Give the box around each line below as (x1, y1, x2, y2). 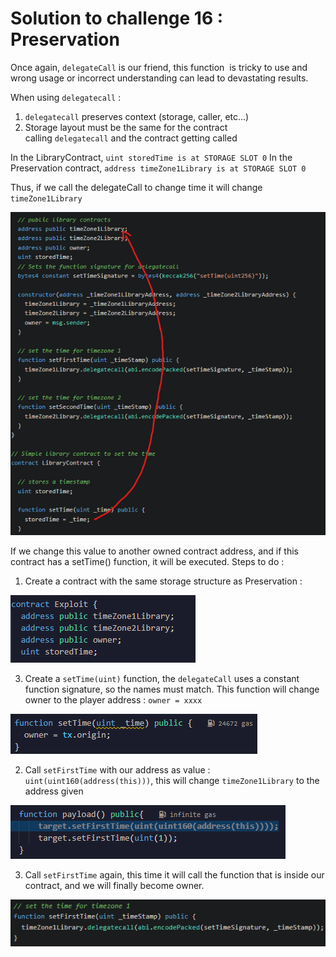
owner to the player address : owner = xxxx (24, 693, 203, 706)
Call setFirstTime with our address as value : (24, 763, 211, 776)
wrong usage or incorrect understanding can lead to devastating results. (10, 72, 309, 84)
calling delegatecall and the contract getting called (24, 132, 238, 144)
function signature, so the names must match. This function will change (24, 683, 320, 695)
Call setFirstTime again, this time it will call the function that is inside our (24, 868, 325, 881)
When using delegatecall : (10, 91, 122, 103)
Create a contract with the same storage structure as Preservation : (24, 575, 303, 587)
